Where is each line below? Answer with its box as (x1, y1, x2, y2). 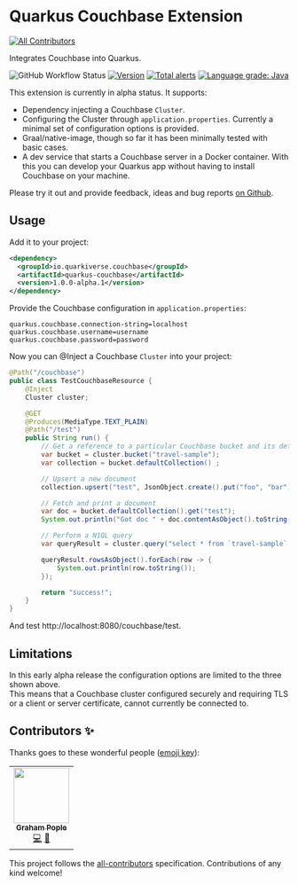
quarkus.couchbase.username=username (9, 328, 149, 337)
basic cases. (21, 142, 69, 153)
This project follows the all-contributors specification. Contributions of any (9, 858, 282, 868)
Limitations (9, 646, 73, 662)
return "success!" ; (41, 588, 114, 597)
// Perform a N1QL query (41, 531, 133, 540)
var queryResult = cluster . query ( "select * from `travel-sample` (41, 539, 288, 548)
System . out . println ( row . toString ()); (56, 563, 197, 573)
